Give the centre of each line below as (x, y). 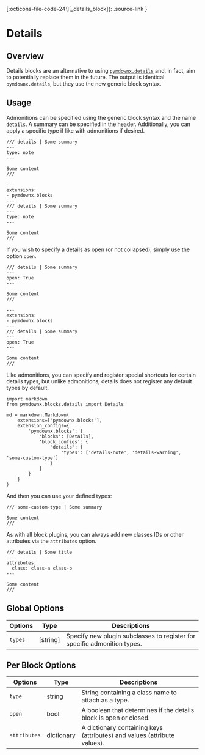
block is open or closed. (116, 718)
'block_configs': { (63, 442)
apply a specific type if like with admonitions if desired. (76, 130)
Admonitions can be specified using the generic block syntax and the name (101, 117)
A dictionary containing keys (122, 728)
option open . (21, 256)
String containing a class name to (129, 693)
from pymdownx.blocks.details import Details (65, 404)
